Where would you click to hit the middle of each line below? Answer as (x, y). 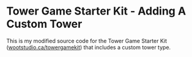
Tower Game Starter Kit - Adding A (96, 11)
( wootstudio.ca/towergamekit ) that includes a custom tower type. (89, 47)
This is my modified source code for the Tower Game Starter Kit (87, 41)
